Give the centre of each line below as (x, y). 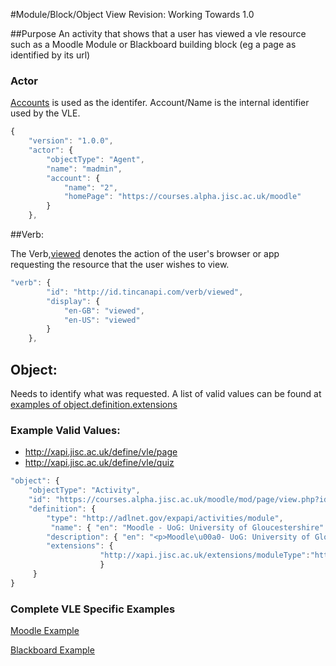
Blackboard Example (52, 650)
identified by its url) (50, 55)
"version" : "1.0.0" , (71, 141)
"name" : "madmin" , (84, 169)
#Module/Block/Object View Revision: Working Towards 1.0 (132, 14)
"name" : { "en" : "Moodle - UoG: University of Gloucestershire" (187, 527)
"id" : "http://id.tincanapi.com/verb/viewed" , (145, 292)
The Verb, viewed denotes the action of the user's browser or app (145, 254)
